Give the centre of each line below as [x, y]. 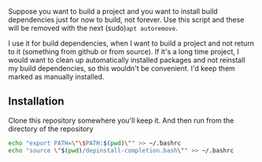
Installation [36, 101]
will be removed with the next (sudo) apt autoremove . [93, 28]
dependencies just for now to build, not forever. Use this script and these [126, 20]
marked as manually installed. [56, 77]
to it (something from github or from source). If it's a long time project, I [124, 52]
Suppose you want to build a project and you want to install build [113, 11]
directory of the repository [51, 128]
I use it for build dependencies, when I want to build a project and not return [131, 43]
